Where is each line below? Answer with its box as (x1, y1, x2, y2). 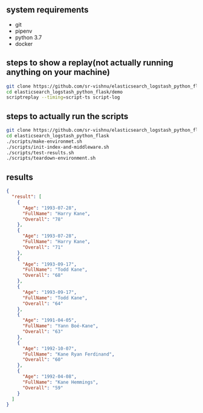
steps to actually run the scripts (6, 111, 129, 122)
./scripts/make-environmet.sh (6, 138, 83, 145)
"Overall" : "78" (22, 216, 63, 223)
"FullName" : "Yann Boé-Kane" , (22, 323, 98, 329)
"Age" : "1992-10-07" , (22, 345, 77, 351)
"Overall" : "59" (22, 385, 63, 391)
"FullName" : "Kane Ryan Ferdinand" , (22, 351, 115, 357)
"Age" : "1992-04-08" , (22, 374, 77, 380)
